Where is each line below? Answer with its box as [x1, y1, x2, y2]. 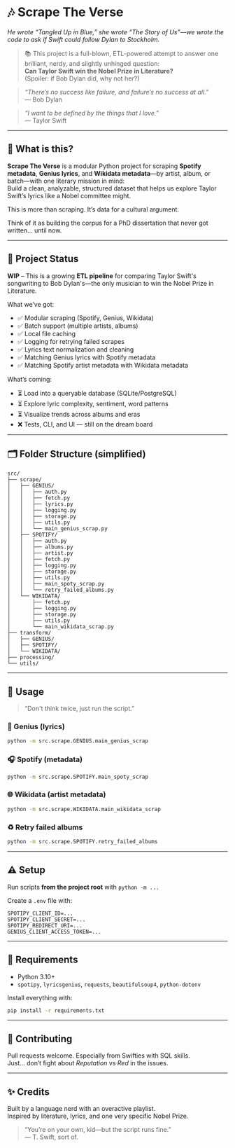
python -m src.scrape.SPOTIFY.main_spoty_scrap [7, 773, 149, 780]
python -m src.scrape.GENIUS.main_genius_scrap [7, 738, 149, 745]
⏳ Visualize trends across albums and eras [17, 410, 141, 418]
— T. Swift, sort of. [24, 1133, 78, 1141]
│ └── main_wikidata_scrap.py [7, 623, 114, 630]
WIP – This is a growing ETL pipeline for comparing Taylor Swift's [7, 271, 197, 280]
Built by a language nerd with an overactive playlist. [7, 1105, 156, 1112]
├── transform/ [7, 630, 52, 637]
